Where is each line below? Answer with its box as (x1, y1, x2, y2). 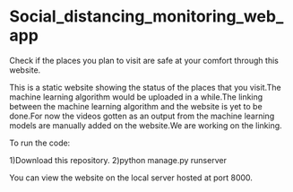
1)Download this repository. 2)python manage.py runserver (9, 154, 227, 165)
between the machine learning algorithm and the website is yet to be (9, 100, 263, 111)
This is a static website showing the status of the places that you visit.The (9, 82, 281, 92)
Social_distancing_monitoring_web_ (9, 6, 284, 27)
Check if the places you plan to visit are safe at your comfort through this (9, 55, 280, 65)
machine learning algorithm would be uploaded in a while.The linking (9, 92, 263, 102)
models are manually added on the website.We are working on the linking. (9, 119, 282, 131)
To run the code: (9, 137, 71, 148)
